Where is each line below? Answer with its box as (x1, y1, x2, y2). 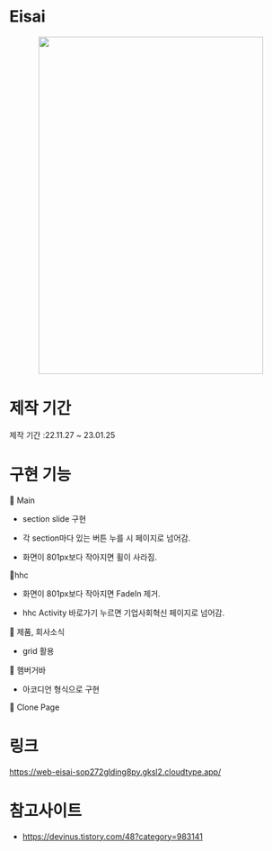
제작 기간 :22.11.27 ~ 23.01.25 (9, 429, 116, 440)
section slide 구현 (22, 513, 87, 524)
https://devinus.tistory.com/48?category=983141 (22, 830, 204, 842)
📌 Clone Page (9, 702, 60, 712)
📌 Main (9, 495, 36, 506)
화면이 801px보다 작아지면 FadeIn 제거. (22, 587, 161, 599)
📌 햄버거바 (9, 664, 47, 676)
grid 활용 (22, 645, 55, 656)
